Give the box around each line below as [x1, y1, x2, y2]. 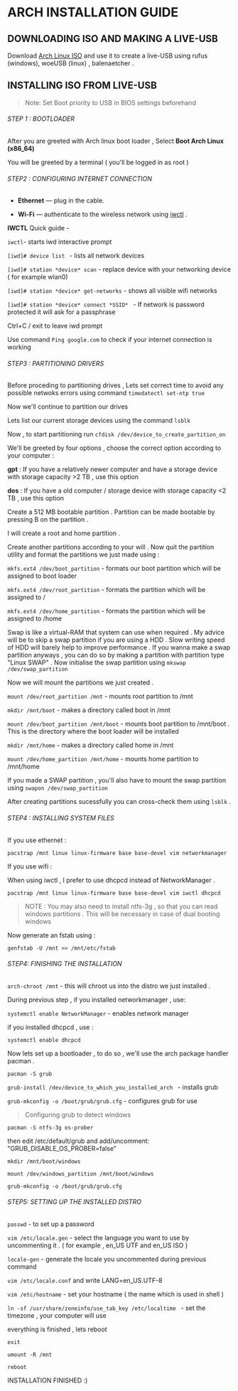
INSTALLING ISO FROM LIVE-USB [7, 80, 158, 92]
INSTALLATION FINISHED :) [7, 1376, 88, 1385]
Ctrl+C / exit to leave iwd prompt [7, 321, 103, 331]
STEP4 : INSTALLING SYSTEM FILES [7, 814, 115, 822]
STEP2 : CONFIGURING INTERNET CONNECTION [7, 174, 153, 183]
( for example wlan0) [7, 273, 69, 281]
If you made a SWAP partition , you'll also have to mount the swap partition [7, 776, 226, 785]
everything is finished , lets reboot [7, 1325, 107, 1333]
